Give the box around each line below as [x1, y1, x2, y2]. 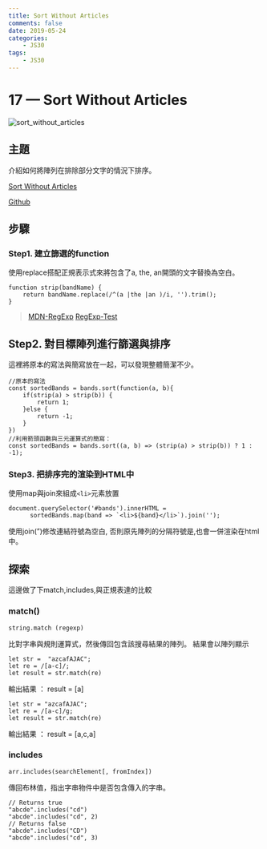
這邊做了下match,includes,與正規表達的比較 [8, 585, 152, 595]
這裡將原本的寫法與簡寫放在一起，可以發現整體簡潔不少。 [8, 360, 198, 369]
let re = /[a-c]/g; [8, 706, 74, 715]
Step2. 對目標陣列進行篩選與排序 [8, 337, 171, 351]
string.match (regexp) [8, 624, 84, 632]
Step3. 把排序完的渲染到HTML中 [8, 469, 135, 481]
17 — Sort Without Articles [8, 91, 188, 109]
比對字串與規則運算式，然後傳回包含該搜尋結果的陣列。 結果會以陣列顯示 [8, 638, 249, 649]
